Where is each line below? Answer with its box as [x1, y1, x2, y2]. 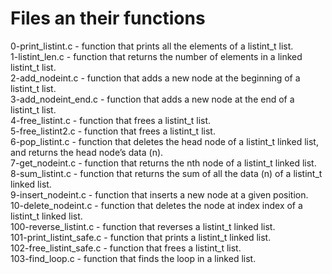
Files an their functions [10, 7, 206, 30]
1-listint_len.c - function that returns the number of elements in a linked [10, 50, 303, 62]
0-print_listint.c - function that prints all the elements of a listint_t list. [10, 40, 294, 52]
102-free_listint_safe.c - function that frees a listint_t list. [10, 242, 242, 254]
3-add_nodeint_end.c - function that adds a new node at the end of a [10, 93, 295, 105]
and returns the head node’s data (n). [10, 146, 164, 158]
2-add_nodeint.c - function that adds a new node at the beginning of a [10, 72, 301, 84]
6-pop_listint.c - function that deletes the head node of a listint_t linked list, [10, 135, 319, 147]
